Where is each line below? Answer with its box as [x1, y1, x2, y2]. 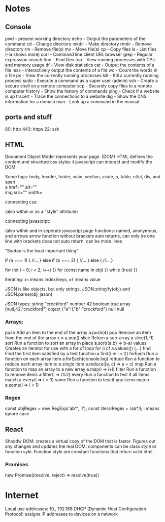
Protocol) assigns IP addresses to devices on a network [5, 511, 118, 517]
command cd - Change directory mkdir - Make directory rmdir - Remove [5, 41, 152, 47]
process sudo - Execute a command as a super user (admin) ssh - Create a [5, 78, 158, 83]
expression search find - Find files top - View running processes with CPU [5, 57, 156, 62]
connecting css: [5, 199, 38, 205]
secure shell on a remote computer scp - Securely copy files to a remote [5, 83, 152, 89]
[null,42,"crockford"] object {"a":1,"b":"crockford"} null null [5, 306, 124, 312]
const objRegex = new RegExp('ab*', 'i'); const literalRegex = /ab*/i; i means [5, 405, 160, 411]
